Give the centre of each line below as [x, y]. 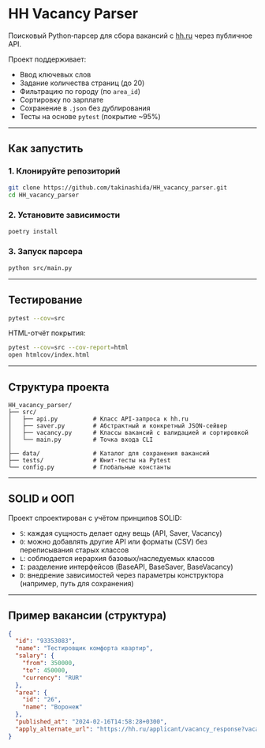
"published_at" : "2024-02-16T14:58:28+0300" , [91, 722]
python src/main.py [40, 268]
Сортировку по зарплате [62, 99]
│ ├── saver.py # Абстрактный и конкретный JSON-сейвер [118, 426]
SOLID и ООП [41, 499]
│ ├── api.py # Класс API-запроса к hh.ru [99, 419]
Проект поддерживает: [47, 59]
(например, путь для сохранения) [77, 583]
